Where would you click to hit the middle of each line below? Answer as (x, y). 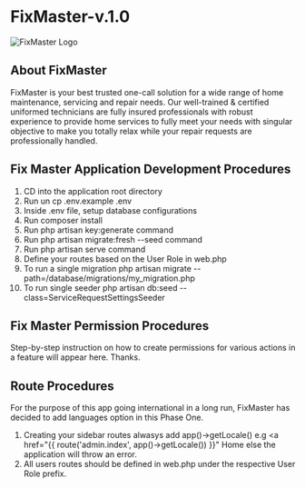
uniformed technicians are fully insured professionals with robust (132, 112)
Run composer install (63, 220)
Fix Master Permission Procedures (110, 326)
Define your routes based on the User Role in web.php (125, 259)
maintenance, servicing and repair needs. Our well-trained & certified (140, 102)
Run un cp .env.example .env (78, 201)
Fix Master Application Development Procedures (151, 169)
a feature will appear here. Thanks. (75, 357)
